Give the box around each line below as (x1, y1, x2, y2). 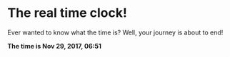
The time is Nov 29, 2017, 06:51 (7, 42, 101, 50)
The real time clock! (7, 5, 127, 21)
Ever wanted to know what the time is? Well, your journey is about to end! (7, 28, 224, 37)
